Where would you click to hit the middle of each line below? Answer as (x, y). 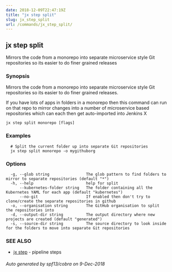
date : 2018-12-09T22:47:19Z (36, 10)
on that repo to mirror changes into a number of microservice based (78, 108)
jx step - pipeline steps (37, 252)
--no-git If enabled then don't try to (85, 197)
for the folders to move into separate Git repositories (68, 228)
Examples (18, 136)
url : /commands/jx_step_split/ (39, 24)
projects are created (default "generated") (54, 219)
